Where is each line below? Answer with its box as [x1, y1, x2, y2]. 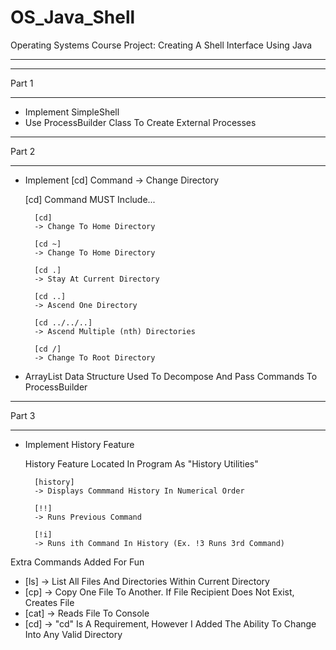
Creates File [24, 596, 75, 608]
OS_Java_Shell [10, 6, 136, 29]
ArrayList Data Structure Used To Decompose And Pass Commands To [24, 370, 318, 382]
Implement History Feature [24, 438, 135, 450]
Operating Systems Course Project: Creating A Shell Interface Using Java [10, 39, 313, 51]
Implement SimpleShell [24, 106, 120, 118]
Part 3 [10, 409, 36, 421]
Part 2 [10, 145, 36, 157]
